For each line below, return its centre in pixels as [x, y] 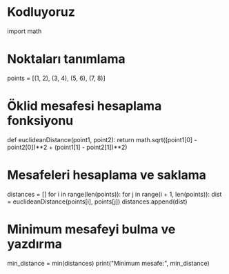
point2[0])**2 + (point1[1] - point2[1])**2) [67, 147]
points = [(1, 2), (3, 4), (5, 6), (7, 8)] [56, 78]
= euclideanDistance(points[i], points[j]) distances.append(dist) [97, 202]
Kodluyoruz [41, 12]
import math [24, 31]
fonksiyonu [40, 121]
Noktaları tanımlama [66, 59]
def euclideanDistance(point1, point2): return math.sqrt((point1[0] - [102, 139]
